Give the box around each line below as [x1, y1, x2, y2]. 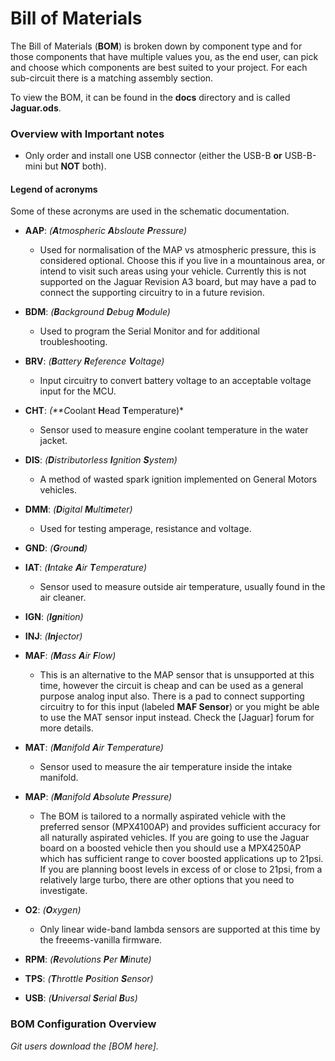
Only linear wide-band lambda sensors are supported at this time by [39, 923, 321, 936]
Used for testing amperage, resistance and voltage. [39, 523, 252, 535]
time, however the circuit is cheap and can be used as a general [39, 680, 304, 692]
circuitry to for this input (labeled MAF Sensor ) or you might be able [39, 701, 320, 713]
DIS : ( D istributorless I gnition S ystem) [24, 454, 178, 466]
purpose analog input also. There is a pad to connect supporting [39, 690, 305, 702]
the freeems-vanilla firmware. [39, 934, 163, 946]
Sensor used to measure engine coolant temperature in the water [39, 424, 309, 436]
